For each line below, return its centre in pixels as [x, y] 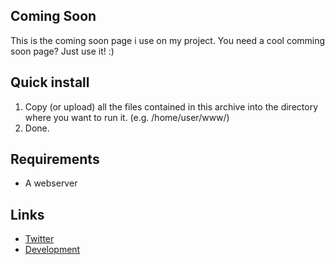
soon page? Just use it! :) [62, 51]
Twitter [39, 239]
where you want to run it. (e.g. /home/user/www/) [127, 117]
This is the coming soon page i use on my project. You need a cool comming [168, 40]
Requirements [55, 159]
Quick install [50, 82]
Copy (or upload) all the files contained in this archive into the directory [171, 106]
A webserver [51, 183]
